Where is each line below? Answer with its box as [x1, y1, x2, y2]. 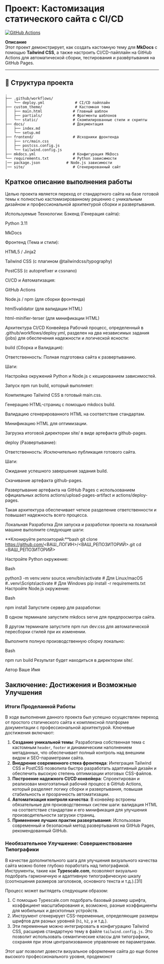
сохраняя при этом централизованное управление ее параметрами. [12, 939, 156, 944]
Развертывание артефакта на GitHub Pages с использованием [5, 487, 135, 493]
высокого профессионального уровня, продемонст [5, 953, 113, 959]
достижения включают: [5, 730, 55, 736]
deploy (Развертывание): [5, 439, 57, 445]
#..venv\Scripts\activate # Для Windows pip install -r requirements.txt [5, 580, 145, 586]
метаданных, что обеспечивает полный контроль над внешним [12, 750, 145, 756]
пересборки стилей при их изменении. [5, 628, 86, 634]
